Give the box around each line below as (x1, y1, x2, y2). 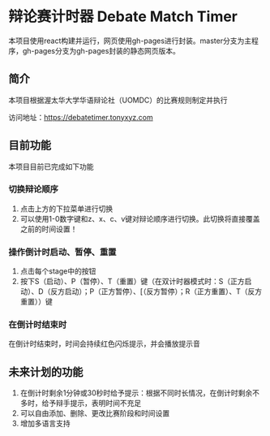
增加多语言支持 (19, 419, 71, 429)
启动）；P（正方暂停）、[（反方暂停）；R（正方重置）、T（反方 (64, 287, 262, 296)
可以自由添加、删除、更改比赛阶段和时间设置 (19, 408, 170, 418)
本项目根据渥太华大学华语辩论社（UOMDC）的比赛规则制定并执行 (8, 95, 229, 105)
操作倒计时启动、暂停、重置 (8, 246, 117, 257)
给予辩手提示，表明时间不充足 (41, 399, 142, 408)
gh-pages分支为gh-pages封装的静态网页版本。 (22, 45, 181, 55)
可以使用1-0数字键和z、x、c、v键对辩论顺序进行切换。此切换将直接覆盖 (19, 214, 261, 223)
